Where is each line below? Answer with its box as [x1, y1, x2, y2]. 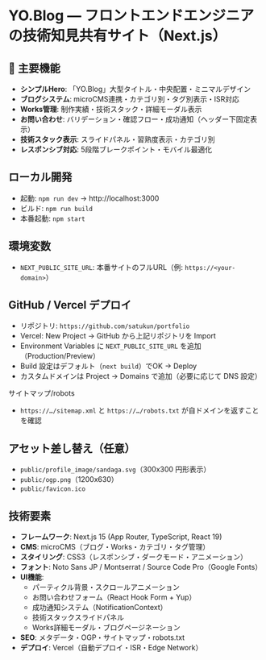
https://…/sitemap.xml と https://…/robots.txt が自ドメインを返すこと [19, 405, 260, 415]
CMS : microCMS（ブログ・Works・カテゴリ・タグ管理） [19, 542, 210, 552]
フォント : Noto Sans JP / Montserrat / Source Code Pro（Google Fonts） [19, 562, 263, 572]
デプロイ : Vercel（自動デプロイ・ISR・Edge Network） [19, 643, 203, 653]
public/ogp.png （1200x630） [19, 475, 118, 484]
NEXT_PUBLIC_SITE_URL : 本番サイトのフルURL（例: [19, 262, 184, 272]
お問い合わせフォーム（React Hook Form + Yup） [31, 592, 197, 602]
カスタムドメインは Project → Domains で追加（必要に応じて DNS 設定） [19, 372, 262, 381]
